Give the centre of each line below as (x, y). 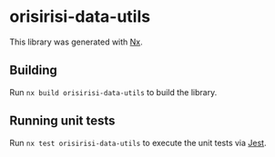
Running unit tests (62, 121)
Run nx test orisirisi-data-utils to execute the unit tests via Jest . (138, 142)
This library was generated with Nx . (76, 42)
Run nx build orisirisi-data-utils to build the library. (113, 92)
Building (33, 70)
